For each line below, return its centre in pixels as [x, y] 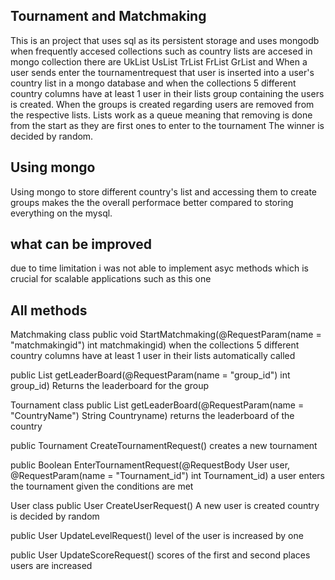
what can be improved [81, 244]
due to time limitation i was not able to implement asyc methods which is [159, 268]
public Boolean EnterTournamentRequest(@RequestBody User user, [150, 465]
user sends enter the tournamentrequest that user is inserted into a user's [162, 72]
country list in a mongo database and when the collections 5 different [153, 83]
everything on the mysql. [61, 213]
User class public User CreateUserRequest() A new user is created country [165, 506]
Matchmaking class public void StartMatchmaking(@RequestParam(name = [166, 335]
